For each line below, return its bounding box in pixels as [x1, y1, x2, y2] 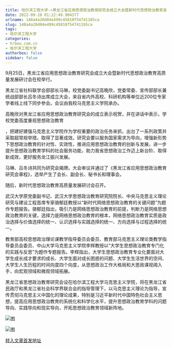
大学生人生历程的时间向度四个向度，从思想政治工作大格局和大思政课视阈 [5, 262, 158, 268]
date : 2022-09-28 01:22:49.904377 [5, 12, 79, 17]
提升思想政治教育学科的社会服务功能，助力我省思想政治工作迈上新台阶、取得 [5, 147, 167, 154]
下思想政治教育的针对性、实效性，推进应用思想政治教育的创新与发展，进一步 [5, 141, 167, 147]
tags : [5, 27, 17, 32]
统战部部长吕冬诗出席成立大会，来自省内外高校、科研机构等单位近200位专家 [5, 93, 166, 100]
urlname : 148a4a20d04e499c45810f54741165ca [5, 17, 100, 22]
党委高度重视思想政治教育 [9, 118, 64, 124]
